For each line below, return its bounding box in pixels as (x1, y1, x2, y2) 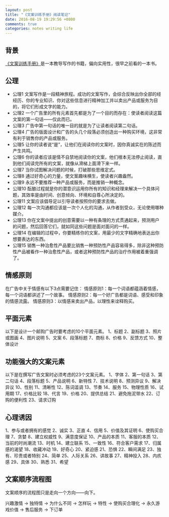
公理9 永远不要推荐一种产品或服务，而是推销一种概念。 (12, 179, 127, 185)
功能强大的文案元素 (5, 357, 65, 366)
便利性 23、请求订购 (14, 397, 56, 403)
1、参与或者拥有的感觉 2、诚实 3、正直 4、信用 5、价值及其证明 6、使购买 (5, 427, 159, 433)
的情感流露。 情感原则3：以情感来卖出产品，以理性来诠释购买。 (5, 298, 137, 304)
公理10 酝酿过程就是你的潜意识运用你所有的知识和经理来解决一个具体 (12, 185, 155, 192)
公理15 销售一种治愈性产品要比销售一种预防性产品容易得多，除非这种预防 (12, 242, 164, 248)
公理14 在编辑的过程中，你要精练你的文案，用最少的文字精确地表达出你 (12, 229, 160, 236)
